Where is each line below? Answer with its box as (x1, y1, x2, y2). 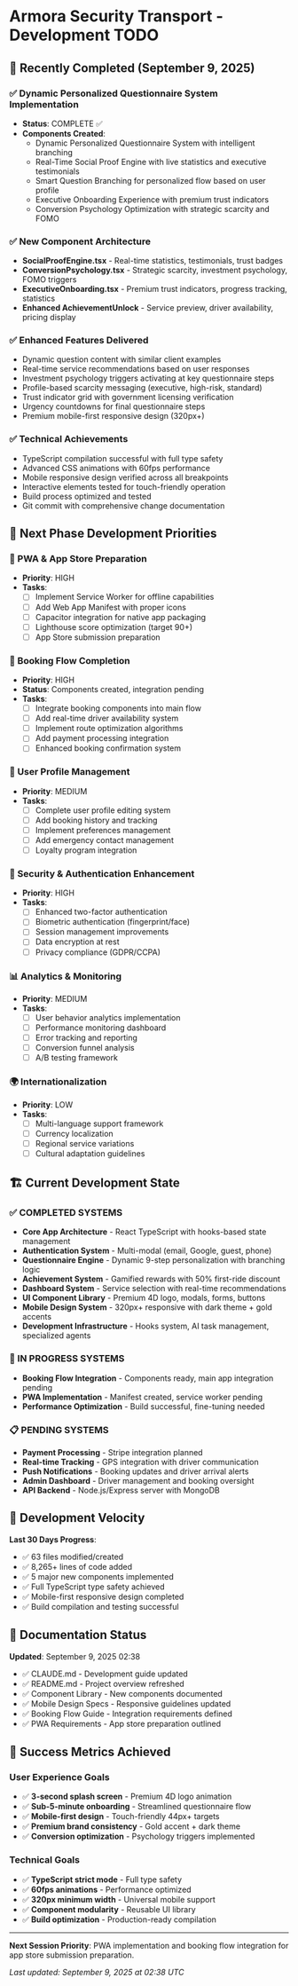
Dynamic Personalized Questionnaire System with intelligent (35, 138, 255, 148)
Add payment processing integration (35, 733, 169, 744)
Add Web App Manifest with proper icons (35, 602, 186, 612)
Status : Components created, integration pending (21, 684, 205, 695)
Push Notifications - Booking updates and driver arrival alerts (21, 1466, 249, 1477)
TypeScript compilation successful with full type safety (21, 453, 223, 463)
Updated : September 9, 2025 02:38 (9, 1651, 140, 1661)
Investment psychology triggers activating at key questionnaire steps (21, 373, 275, 383)
